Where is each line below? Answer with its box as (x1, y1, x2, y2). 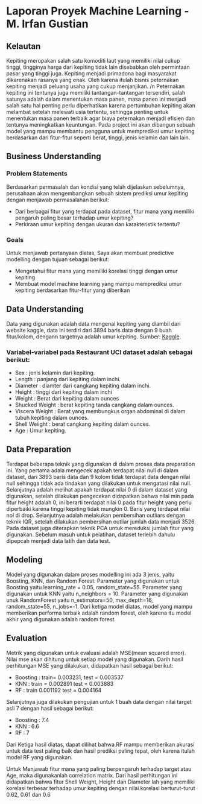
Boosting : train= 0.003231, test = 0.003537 (14, 674, 124, 681)
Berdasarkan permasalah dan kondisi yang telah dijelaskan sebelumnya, (6, 183, 186, 191)
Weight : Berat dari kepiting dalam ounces (14, 395, 119, 402)
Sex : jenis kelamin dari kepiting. (14, 369, 95, 376)
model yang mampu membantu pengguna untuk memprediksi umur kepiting (6, 128, 195, 135)
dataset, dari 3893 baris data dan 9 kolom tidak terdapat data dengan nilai (6, 473, 191, 480)
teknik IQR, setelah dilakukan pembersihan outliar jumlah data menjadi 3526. (6, 518, 196, 525)
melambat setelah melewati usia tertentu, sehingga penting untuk (6, 109, 169, 115)
